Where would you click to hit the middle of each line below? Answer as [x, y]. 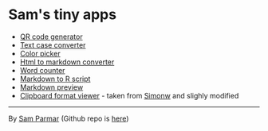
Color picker [40, 53]
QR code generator [51, 37]
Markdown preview [51, 87]
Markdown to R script [55, 79]
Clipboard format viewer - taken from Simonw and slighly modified [129, 95]
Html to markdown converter [67, 62]
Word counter [42, 70]
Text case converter [53, 44]
